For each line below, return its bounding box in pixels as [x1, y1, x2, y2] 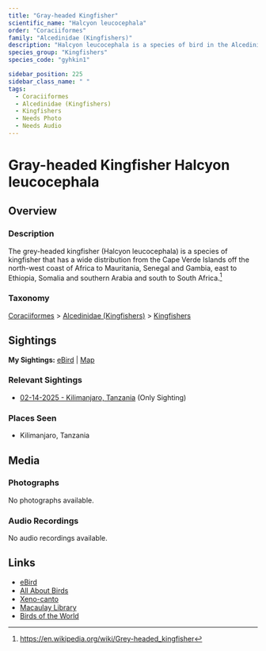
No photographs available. [8, 495, 94, 505]
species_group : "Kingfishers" [8, 48, 108, 56]
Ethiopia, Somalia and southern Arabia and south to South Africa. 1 [8, 272, 223, 283]
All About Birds [19, 585, 69, 595]
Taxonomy [8, 293, 50, 304]
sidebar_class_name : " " [8, 77, 90, 86]
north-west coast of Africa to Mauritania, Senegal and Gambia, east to [8, 263, 237, 272]
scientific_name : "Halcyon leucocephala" [8, 19, 147, 27]
